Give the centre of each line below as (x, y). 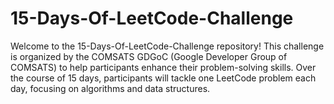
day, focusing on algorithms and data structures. (110, 88)
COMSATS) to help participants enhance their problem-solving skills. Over (163, 67)
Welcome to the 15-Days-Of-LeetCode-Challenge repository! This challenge (167, 46)
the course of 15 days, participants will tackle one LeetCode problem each (163, 78)
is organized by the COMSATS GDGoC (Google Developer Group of (149, 56)
